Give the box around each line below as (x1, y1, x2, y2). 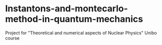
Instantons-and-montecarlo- (5, 3, 128, 14)
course (5, 35, 20, 41)
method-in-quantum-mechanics (5, 13, 143, 25)
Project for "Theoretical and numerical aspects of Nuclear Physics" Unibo (5, 30, 157, 36)
